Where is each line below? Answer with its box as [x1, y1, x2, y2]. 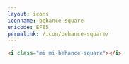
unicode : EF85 [7, 23, 50, 31]
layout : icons [7, 10, 50, 18]
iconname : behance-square [7, 17, 84, 24]
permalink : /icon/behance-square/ [7, 30, 110, 38]
